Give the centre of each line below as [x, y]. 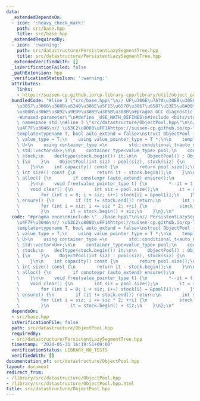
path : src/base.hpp [41, 28]
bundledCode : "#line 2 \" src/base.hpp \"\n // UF [72, 100]
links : [25, 90]
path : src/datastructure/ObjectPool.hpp [62, 328]
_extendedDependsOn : [37, 17]
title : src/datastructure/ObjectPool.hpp [58, 389]
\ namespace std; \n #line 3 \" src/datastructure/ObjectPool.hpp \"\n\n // [107, 123]
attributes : [26, 84]
